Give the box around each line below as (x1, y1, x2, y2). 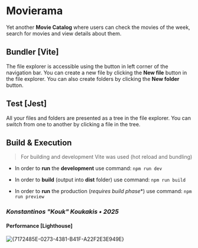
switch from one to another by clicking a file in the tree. (6, 120, 141, 128)
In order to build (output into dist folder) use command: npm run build (14, 176, 186, 184)
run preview (14, 194, 44, 200)
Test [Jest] (6, 99, 47, 109)
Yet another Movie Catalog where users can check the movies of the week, (6, 24, 190, 31)
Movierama (6, 4, 63, 18)
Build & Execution (6, 138, 72, 148)
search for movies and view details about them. (6, 30, 122, 37)
